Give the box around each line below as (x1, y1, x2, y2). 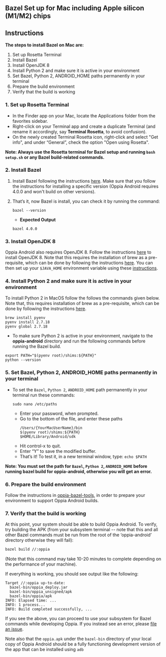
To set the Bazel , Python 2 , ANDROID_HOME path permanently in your (12, 386, 148, 392)
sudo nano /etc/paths (12, 401, 57, 406)
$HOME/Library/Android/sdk (19, 434, 76, 439)
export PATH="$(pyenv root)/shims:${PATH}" (5, 353, 97, 358)
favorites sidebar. (12, 118, 48, 124)
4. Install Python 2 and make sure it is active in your (5, 278, 132, 285)
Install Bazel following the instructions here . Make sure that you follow (12, 178, 156, 184)
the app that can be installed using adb (5, 647, 84, 653)
